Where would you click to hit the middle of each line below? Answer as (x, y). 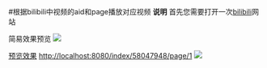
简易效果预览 (30, 39)
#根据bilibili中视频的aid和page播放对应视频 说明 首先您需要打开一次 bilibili (130, 12)
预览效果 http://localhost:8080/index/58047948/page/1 (100, 56)
